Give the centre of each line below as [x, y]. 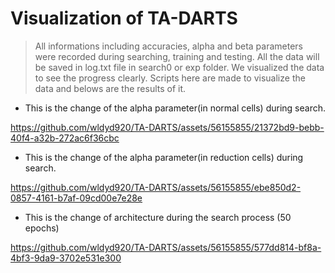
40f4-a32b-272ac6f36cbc [65, 138]
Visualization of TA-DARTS [124, 18]
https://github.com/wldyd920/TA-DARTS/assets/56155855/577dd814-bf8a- [166, 247]
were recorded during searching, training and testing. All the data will [177, 56]
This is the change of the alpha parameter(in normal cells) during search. [175, 108]
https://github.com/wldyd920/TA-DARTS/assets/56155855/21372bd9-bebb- [167, 127]
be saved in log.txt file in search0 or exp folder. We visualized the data [179, 67]
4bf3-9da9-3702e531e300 [66, 258]
